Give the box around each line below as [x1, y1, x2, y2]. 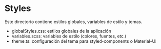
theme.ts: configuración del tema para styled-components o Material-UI [11, 38, 157, 44]
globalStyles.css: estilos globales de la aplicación [11, 28, 112, 34]
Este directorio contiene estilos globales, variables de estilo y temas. [4, 19, 142, 24]
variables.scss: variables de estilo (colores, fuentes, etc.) [11, 33, 126, 39]
